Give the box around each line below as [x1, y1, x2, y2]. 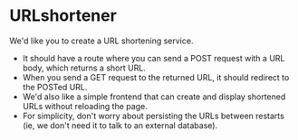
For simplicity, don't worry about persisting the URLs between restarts [22, 110, 285, 121]
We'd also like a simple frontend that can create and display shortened [22, 91, 286, 102]
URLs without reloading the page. [22, 100, 148, 111]
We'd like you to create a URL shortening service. [9, 35, 194, 46]
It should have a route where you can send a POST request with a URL [22, 52, 285, 63]
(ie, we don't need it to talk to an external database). [22, 119, 218, 131]
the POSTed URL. [22, 81, 88, 92]
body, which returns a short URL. [22, 62, 147, 73]
